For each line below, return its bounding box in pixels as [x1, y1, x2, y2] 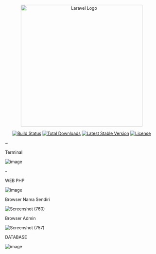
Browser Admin [5, 216, 36, 221]
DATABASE [5, 234, 27, 240]
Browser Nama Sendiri [5, 197, 50, 202]
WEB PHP [5, 178, 25, 183]
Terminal [5, 149, 23, 155]
